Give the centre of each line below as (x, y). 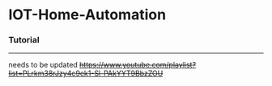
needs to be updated (43, 65)
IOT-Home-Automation (87, 15)
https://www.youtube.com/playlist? (138, 65)
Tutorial (24, 40)
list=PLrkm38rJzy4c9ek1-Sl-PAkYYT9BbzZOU (86, 73)
